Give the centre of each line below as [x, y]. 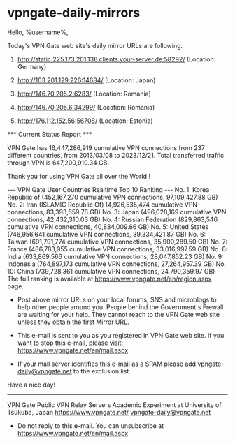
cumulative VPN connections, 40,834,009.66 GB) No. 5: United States [108, 227]
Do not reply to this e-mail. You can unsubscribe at [91, 425]
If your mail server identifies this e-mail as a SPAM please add [107, 364]
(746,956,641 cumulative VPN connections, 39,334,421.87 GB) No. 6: [107, 234]
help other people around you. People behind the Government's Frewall [120, 307]
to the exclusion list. [102, 371]
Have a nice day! [31, 385]
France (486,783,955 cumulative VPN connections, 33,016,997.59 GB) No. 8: [117, 249]
